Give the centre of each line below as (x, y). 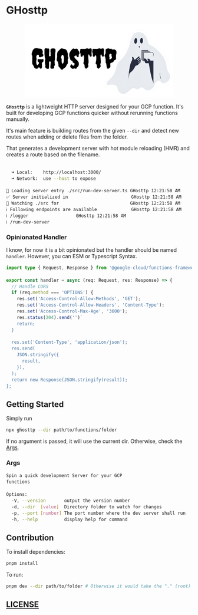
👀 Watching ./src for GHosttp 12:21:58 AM (93, 203)
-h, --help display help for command (70, 519)
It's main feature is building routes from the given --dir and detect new (93, 130)
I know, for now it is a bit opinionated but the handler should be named (92, 250)
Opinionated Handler (37, 237)
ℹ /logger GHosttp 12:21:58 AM (66, 216)
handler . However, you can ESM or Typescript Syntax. (72, 256)
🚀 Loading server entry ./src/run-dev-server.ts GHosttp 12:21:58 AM (93, 191)
